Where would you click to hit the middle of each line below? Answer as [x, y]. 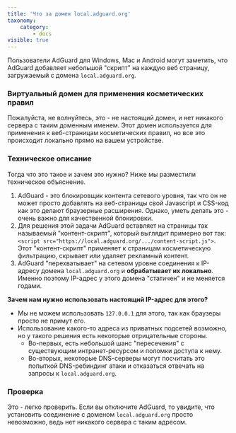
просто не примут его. [52, 321]
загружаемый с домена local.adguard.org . [72, 76]
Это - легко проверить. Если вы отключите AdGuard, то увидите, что [111, 407]
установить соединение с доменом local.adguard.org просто [100, 415]
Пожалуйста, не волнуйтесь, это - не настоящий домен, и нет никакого [116, 118]
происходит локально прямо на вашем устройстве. [85, 140]
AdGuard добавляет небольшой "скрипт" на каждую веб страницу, [108, 68]
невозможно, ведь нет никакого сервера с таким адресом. [97, 422]
